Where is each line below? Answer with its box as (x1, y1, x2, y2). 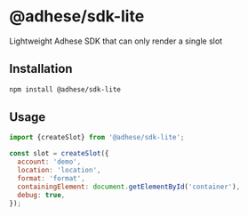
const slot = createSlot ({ (9, 149, 109, 158)
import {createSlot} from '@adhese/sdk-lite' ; (9, 133, 185, 142)
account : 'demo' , (17, 157, 82, 166)
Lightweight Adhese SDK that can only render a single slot (9, 36, 223, 46)
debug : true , (17, 190, 66, 199)
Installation (9, 61, 73, 76)
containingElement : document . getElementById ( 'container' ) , (17, 182, 241, 191)
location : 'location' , (17, 166, 101, 175)
